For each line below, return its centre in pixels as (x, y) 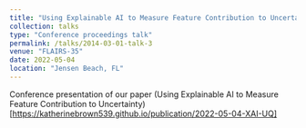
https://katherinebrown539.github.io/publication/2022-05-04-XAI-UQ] (145, 113)
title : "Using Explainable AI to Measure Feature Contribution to (138, 18)
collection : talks (44, 26)
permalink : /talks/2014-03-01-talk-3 (81, 43)
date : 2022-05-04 (42, 60)
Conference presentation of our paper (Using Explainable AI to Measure (144, 94)
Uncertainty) (122, 103)
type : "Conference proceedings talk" (81, 34)
